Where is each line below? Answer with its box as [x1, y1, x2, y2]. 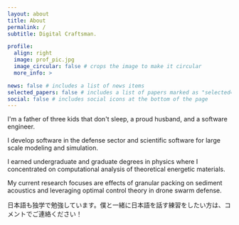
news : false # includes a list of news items [7, 82, 144, 89]
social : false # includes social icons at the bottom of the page [7, 95, 208, 103]
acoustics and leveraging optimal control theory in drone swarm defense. [7, 186, 222, 195]
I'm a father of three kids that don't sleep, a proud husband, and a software [7, 115, 228, 124]
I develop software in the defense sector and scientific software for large [7, 136, 221, 145]
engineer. [7, 122, 36, 131]
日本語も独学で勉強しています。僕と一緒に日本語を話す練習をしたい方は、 [7, 201, 225, 209]
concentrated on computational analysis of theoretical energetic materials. [7, 165, 225, 174]
